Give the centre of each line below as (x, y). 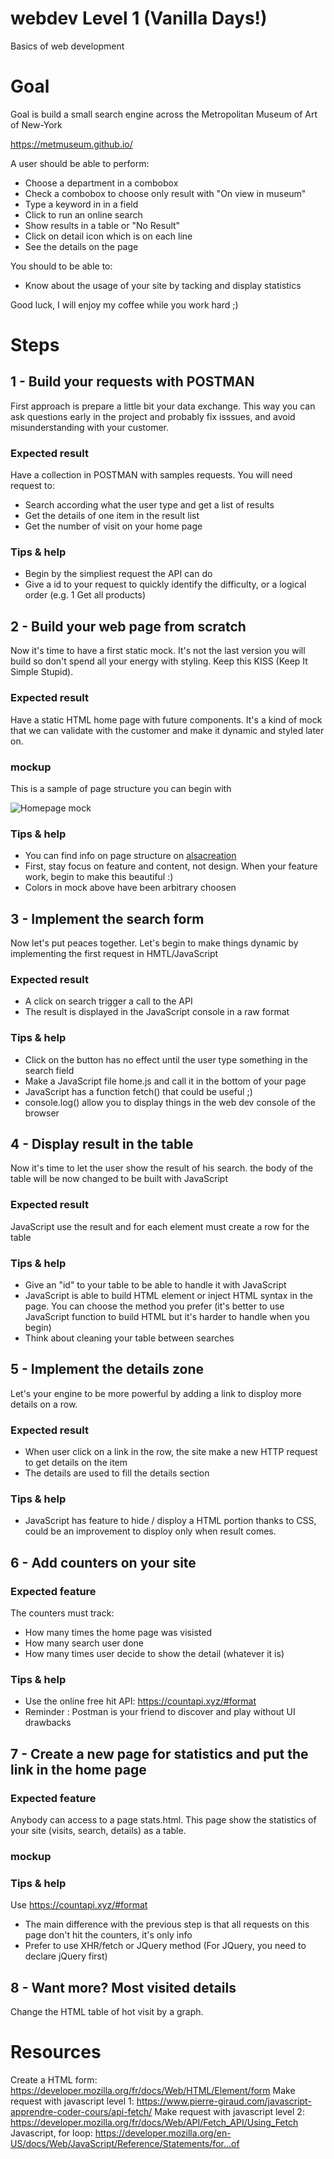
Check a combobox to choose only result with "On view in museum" (165, 193)
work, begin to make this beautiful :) (99, 877)
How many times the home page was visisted (118, 1633)
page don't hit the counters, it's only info (108, 1935)
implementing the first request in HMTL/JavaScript (114, 953)
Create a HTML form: (54, 2080)
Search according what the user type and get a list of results (149, 505)
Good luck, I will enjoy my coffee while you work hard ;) (124, 304)
